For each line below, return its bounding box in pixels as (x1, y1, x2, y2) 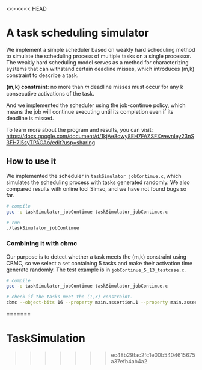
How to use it (6, 156, 57, 167)
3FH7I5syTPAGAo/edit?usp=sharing (6, 138, 95, 146)
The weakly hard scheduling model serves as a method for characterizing (6, 58, 189, 66)
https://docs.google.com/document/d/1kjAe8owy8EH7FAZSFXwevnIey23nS (6, 132, 194, 140)
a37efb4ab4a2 (111, 357, 148, 365)
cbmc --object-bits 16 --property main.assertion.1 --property (6, 300, 168, 306)
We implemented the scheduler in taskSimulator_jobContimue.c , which (6, 172, 182, 179)
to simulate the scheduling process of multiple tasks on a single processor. (6, 52, 191, 60)
